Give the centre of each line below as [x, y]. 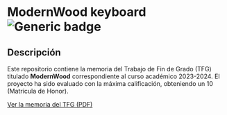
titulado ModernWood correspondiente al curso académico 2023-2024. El [113, 76]
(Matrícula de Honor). [38, 91]
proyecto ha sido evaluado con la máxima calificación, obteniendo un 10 [110, 83]
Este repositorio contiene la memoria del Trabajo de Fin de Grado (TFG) [109, 69]
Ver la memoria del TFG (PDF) [50, 104]
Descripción [34, 52]
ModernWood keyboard [77, 12]
